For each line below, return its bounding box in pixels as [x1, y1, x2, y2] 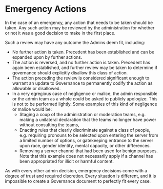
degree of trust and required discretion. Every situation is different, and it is [5, 173, 156, 179]
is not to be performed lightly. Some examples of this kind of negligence [12, 101, 158, 107]
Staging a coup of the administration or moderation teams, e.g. [19, 111, 146, 117]
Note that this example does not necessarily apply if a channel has [19, 153, 153, 159]
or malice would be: [12, 106, 52, 112]
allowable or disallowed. [12, 85, 61, 91]
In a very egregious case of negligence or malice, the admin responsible [12, 91, 158, 96]
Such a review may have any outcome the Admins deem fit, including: [5, 39, 145, 45]
